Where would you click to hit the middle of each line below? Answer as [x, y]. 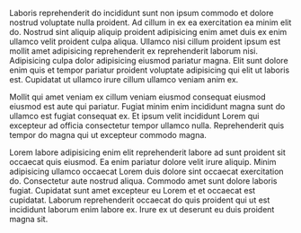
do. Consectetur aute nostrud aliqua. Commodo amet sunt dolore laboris [143, 181]
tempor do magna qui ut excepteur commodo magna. [108, 135]
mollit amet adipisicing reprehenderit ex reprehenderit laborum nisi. [134, 51]
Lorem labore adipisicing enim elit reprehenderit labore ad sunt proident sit [147, 152]
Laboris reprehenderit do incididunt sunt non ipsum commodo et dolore [142, 13]
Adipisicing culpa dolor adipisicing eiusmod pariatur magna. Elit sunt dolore [149, 60]
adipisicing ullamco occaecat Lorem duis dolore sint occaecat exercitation [147, 171]
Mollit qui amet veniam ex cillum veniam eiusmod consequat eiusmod [138, 97]
